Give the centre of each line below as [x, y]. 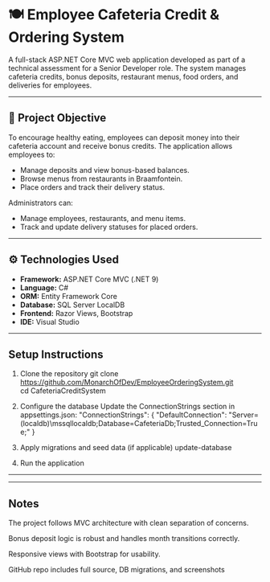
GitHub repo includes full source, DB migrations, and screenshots [117, 570]
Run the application [52, 463]
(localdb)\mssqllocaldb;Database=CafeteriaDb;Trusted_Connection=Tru [139, 424]
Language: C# [44, 287]
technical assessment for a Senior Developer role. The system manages [127, 68]
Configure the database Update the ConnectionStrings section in [127, 407]
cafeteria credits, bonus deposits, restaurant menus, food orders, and [123, 76]
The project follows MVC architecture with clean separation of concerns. [129, 523]
